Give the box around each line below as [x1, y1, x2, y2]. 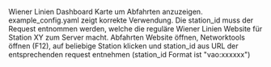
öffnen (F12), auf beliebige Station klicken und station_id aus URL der [8, 41, 239, 51]
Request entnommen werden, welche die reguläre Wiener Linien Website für [8, 24, 263, 33]
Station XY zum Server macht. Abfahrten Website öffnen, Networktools [8, 32, 245, 42]
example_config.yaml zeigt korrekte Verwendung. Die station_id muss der [8, 15, 254, 25]
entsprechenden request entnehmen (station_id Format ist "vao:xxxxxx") [8, 50, 251, 59]
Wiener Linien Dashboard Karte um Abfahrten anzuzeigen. [8, 7, 204, 16]
